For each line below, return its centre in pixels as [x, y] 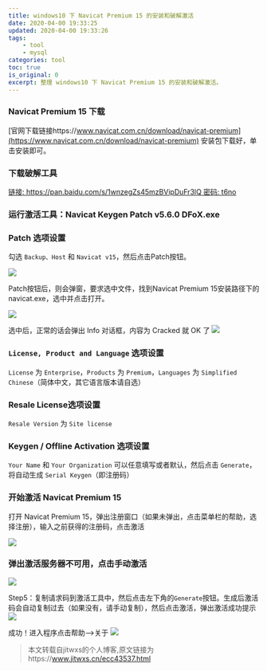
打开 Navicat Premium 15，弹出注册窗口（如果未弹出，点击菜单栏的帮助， [129, 516]
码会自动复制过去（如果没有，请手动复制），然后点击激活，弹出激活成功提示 [132, 607]
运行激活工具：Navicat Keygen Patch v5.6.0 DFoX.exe [114, 214]
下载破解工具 [33, 173]
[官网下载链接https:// [43, 130]
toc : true [25, 68]
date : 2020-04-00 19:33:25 [53, 23]
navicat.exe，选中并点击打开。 [59, 299]
